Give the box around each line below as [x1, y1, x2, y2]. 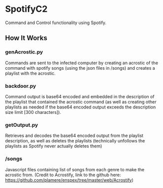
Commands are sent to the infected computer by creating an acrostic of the [5, 60, 159, 66]
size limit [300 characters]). [5, 109, 62, 115]
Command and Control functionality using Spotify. [5, 20, 107, 26]
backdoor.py [5, 82, 36, 89]
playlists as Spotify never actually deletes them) [5, 143, 102, 149]
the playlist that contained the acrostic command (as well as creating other [5, 99, 157, 105]
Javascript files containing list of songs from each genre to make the [5, 166, 144, 172]
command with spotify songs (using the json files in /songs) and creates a [5, 65, 155, 71]
